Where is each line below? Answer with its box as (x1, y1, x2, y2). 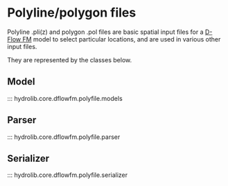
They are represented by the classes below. (7, 55, 132, 64)
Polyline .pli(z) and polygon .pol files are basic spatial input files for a (7, 28, 204, 36)
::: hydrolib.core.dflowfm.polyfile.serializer (7, 171, 128, 179)
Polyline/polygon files (7, 5, 137, 21)
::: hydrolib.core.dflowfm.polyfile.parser (7, 133, 121, 141)
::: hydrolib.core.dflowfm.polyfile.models (7, 94, 123, 102)
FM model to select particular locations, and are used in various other (22, 35, 221, 43)
